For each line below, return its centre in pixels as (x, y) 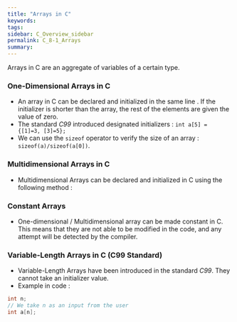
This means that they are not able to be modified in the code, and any (120, 228)
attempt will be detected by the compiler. (78, 236)
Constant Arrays (37, 206)
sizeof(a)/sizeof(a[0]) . (54, 146)
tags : (15, 27)
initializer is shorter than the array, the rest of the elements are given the (123, 109)
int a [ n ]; (22, 312)
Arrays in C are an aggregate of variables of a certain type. (94, 67)
